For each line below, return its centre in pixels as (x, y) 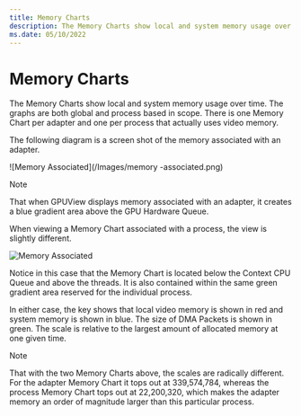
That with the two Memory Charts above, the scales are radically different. (147, 373)
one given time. (38, 339)
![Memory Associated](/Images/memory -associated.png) (116, 167)
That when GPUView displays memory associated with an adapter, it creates (150, 202)
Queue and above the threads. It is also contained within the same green (144, 283)
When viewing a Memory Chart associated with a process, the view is (138, 229)
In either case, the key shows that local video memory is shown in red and (146, 310)
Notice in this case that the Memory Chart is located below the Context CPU (150, 273)
